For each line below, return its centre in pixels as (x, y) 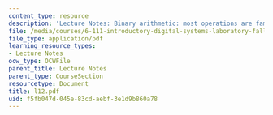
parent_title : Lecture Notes (58, 69)
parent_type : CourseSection (56, 76)
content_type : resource (49, 16)
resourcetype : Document (49, 83)
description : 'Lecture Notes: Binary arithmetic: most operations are (130, 23)
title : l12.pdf (34, 91)
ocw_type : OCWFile (39, 62)
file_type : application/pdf (56, 38)
